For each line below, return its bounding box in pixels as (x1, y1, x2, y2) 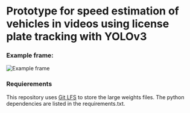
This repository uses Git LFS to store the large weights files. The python (6, 93, 185, 100)
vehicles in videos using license (6, 17, 169, 31)
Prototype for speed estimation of (6, 4, 179, 18)
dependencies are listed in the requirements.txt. (6, 100, 125, 107)
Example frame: (6, 51, 54, 60)
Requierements (6, 80, 52, 88)
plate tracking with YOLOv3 (6, 30, 147, 43)
